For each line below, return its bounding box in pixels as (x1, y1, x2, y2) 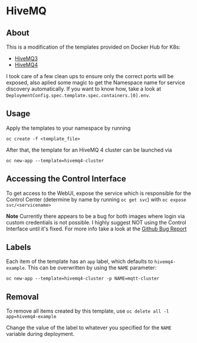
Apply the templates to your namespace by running (6, 124, 131, 132)
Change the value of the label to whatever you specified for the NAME (6, 324, 172, 331)
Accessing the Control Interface (6, 174, 126, 184)
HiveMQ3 (14, 55, 38, 62)
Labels (6, 242, 31, 252)
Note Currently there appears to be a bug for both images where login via (6, 212, 185, 220)
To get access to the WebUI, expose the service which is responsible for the (6, 190, 192, 197)
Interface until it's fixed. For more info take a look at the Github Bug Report (6, 225, 187, 232)
